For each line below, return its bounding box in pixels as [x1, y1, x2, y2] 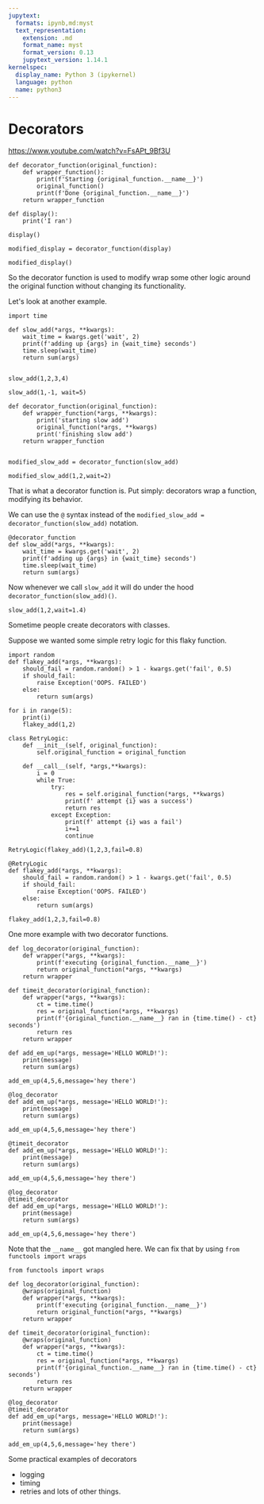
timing [19, 1479, 41, 1488]
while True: [36, 776, 77, 784]
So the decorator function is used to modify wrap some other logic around [8, 273, 251, 282]
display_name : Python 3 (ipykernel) [15, 71, 136, 79]
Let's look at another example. [8, 297, 107, 306]
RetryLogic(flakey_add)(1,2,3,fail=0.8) [8, 846, 144, 854]
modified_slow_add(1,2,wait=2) [8, 472, 112, 480]
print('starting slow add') [36, 417, 129, 425]
